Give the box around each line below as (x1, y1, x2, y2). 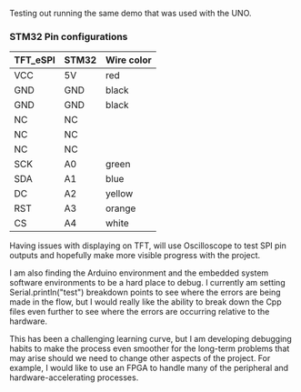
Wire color (105, 54, 152, 66)
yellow (105, 187, 134, 200)
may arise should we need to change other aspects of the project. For (9, 353, 271, 364)
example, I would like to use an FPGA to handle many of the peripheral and (9, 363, 289, 374)
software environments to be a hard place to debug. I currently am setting (9, 277, 286, 288)
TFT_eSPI (14, 54, 56, 66)
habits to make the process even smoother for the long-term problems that (9, 343, 290, 354)
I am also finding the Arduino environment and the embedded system (9, 267, 269, 278)
